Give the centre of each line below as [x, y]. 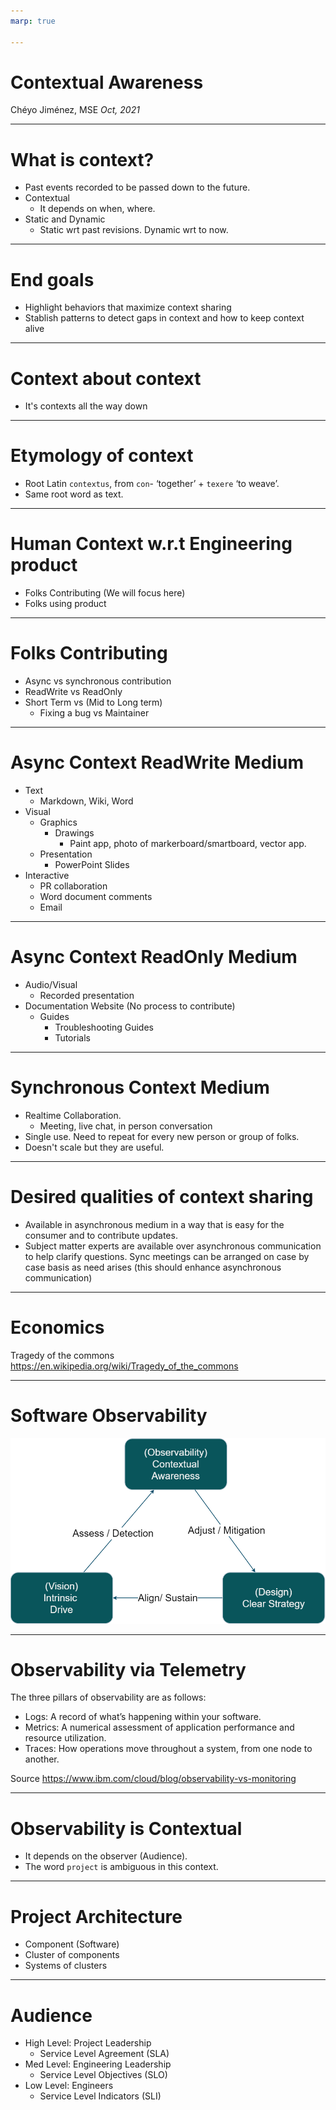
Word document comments [96, 896]
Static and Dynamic [65, 219]
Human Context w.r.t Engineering [151, 544]
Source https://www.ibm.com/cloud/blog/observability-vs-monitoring [153, 1779]
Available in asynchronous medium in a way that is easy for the [154, 1224]
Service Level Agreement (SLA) [104, 2054]
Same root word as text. [74, 494]
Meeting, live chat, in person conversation [126, 1126]
